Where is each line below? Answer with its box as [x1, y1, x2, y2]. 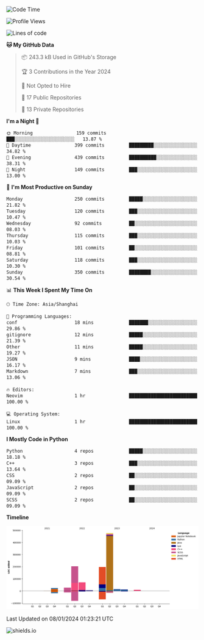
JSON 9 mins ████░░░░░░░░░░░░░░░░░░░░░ [6, 356, 198, 362]
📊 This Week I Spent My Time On [6, 287, 93, 293]
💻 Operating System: [6, 411, 61, 417]
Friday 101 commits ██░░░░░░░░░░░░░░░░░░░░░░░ [6, 245, 198, 251]
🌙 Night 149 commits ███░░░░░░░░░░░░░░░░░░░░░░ [6, 167, 198, 173]
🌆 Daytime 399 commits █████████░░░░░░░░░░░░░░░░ [6, 142, 198, 148]
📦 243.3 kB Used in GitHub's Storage [21, 54, 117, 60]
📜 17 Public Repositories [21, 94, 82, 101]
